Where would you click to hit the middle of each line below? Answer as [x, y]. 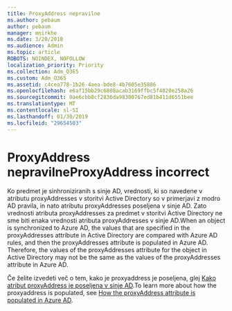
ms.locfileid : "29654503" [44, 123]
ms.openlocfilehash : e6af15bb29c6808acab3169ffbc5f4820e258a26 [100, 91]
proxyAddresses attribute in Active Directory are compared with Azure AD [113, 236]
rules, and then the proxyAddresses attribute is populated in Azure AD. [108, 242]
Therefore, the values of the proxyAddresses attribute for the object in [107, 250]
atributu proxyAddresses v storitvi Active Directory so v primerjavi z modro [114, 199]
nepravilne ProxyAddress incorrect [108, 172]
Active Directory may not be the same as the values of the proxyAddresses [114, 258]
